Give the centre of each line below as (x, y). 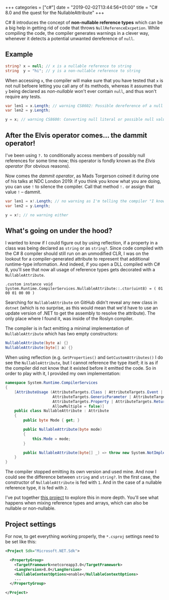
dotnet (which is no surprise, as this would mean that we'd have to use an (82, 308)
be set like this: (21, 542)
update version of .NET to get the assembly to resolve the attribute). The (80, 313)
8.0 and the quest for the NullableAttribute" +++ (55, 13)
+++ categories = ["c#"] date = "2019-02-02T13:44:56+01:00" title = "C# (81, 7)
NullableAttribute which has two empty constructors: (62, 334)
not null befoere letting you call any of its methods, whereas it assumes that (83, 86)
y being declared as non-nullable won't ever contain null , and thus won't (81, 91)
